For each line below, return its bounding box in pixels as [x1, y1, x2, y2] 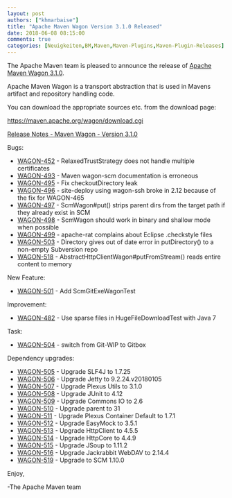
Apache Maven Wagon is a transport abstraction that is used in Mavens [7, 83, 211, 90]
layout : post [7, 10, 45, 17]
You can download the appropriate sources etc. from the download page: [7, 103, 217, 111]
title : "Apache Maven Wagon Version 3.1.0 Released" [7, 23, 163, 30]
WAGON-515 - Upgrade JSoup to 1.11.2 [17, 441, 128, 449]
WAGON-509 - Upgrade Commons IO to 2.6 [17, 397, 143, 405]
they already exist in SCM [17, 209, 91, 216]
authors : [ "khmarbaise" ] [7, 17, 79, 24]
